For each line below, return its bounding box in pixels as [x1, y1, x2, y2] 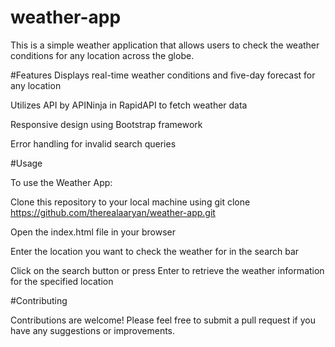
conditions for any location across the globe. [10, 49, 195, 61]
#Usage [10, 157, 43, 169]
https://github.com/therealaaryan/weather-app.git [10, 206, 216, 218]
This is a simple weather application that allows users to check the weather [10, 39, 320, 51]
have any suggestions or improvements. [10, 324, 176, 336]
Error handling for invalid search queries [10, 137, 177, 150]
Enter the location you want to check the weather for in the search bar [10, 245, 300, 257]
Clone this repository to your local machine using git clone [10, 196, 251, 208]
